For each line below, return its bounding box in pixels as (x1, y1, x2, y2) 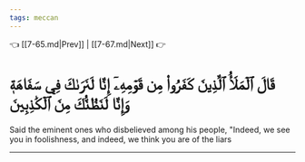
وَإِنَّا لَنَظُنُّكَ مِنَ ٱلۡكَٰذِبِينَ (9, 93, 130, 114)
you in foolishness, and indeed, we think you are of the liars (9, 133, 232, 145)
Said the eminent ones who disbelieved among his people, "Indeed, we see (9, 124, 290, 135)
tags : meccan (9, 13, 59, 23)
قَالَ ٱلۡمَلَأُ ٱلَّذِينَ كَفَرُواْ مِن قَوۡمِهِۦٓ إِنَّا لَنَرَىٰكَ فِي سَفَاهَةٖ (9, 73, 275, 94)
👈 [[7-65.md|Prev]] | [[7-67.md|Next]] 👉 (9, 38, 166, 50)
